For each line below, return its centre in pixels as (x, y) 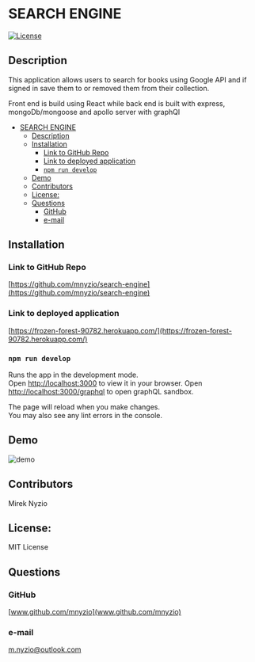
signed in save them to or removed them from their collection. (109, 88)
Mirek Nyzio (28, 503)
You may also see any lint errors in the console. (85, 416)
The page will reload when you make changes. (84, 407)
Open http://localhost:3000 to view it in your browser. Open (105, 383)
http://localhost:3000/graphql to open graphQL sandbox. (101, 392)
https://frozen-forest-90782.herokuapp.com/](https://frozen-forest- (121, 330)
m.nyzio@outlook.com (45, 649)
